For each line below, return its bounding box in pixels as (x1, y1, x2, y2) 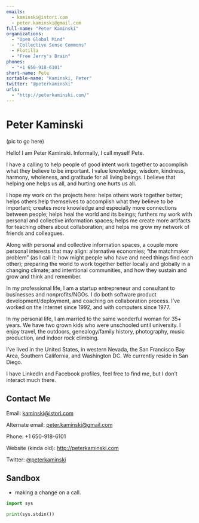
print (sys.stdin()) (6, 512, 55, 518)
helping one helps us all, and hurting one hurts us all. (6, 180, 136, 187)
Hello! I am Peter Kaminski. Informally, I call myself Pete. (6, 149, 145, 156)
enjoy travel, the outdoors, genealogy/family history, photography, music (6, 328, 185, 335)
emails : (6, 8, 26, 15)
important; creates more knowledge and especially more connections (6, 204, 177, 211)
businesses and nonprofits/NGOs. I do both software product (6, 290, 157, 298)
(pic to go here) (6, 137, 45, 145)
